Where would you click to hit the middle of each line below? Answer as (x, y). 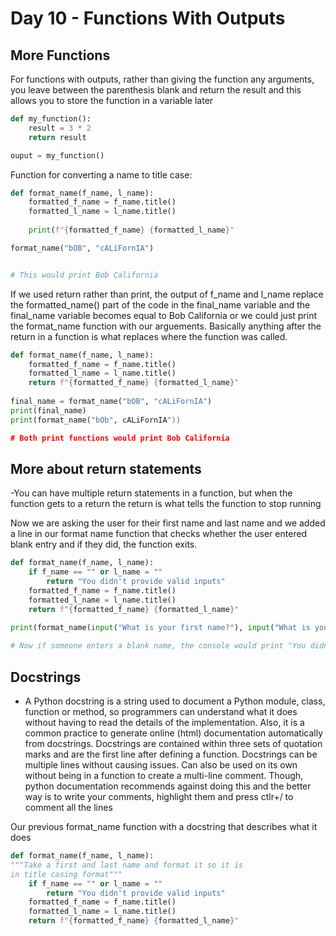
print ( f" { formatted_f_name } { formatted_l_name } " (131, 230)
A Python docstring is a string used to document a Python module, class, (175, 701)
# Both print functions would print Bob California (120, 438)
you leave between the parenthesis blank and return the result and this (156, 90)
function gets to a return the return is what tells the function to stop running (166, 504)
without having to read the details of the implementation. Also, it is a (164, 722)
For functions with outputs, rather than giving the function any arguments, (162, 79)
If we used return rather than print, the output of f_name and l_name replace (167, 294)
